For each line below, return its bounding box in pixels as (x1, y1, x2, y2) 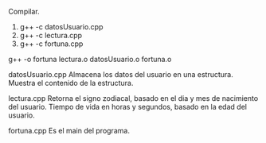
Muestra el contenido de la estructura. (8, 79, 134, 87)
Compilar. (8, 7, 40, 16)
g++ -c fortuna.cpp (19, 39, 84, 48)
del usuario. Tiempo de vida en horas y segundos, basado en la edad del (8, 102, 247, 111)
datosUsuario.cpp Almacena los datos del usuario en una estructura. (8, 70, 233, 79)
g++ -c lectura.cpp (19, 31, 82, 40)
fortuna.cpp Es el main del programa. (8, 126, 130, 135)
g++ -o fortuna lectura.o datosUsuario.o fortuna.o (8, 55, 172, 64)
